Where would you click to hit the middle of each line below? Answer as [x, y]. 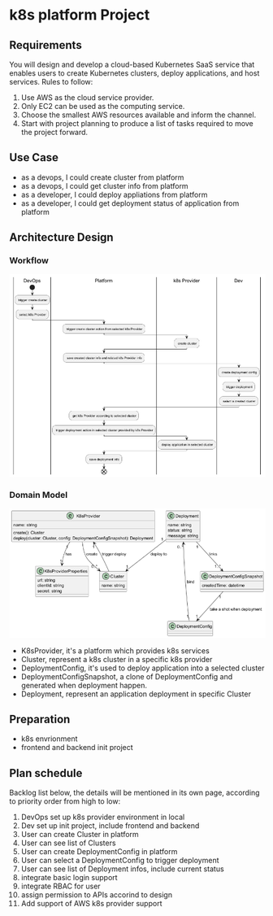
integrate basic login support [69, 878]
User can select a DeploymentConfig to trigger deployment [120, 861]
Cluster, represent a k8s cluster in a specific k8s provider [117, 659]
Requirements [45, 45]
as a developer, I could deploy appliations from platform [114, 194]
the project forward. [54, 132]
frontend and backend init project [77, 748]
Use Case [34, 157]
